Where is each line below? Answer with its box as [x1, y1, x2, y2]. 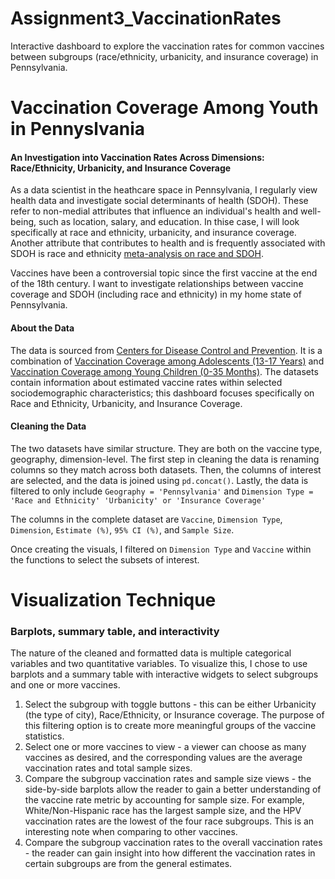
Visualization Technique [10, 588, 217, 611]
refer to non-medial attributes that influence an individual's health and [10, 205, 299, 217]
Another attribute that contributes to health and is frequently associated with [10, 237, 326, 249]
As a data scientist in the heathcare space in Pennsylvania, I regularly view [10, 184, 318, 196]
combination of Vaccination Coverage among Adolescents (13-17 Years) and [10, 355, 325, 367]
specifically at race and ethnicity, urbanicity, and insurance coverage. [10, 227, 297, 239]
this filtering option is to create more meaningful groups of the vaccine [24, 720, 317, 732]
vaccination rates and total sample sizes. [24, 762, 193, 774]
